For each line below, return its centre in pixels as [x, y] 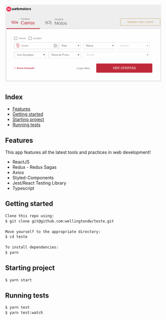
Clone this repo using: [30, 216]
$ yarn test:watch [24, 313]
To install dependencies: [32, 248]
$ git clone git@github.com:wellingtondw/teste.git [59, 221]
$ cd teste [16, 237]
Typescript [23, 189]
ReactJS [21, 162]
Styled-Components [33, 178]
